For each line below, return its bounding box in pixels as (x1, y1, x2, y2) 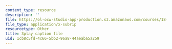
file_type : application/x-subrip (5, 21, 77, 27)
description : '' (5, 12, 40, 17)
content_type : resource (5, 7, 56, 13)
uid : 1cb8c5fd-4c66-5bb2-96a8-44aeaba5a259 (5, 36, 100, 41)
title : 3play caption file (5, 31, 63, 36)
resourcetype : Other (5, 27, 50, 32)
